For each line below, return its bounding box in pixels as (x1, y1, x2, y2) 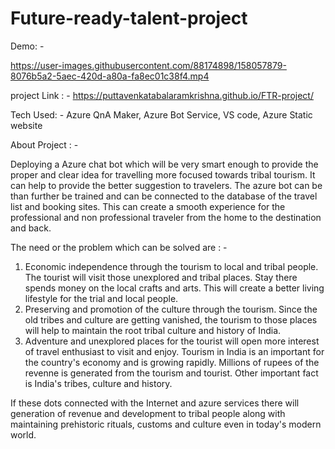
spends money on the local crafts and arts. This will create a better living (24, 282, 325, 294)
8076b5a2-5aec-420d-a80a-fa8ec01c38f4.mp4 (10, 70, 210, 82)
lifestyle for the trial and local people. (24, 292, 179, 304)
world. (10, 428, 37, 441)
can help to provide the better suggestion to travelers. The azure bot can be (10, 179, 323, 191)
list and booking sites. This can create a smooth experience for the (10, 200, 286, 212)
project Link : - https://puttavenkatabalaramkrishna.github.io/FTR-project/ (10, 89, 314, 101)
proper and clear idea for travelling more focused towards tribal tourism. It (10, 168, 316, 181)
